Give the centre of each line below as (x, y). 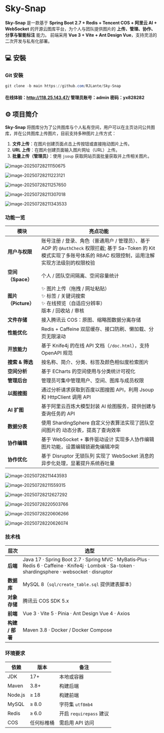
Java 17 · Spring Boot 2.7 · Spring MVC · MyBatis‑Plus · (86, 559)
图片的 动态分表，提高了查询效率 (83, 430)
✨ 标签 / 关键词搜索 (63, 296)
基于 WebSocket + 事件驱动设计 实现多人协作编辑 (98, 439)
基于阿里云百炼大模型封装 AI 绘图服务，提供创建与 (99, 406)
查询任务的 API (58, 414)
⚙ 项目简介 (21, 114)
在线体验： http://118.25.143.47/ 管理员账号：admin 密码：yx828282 (75, 98)
